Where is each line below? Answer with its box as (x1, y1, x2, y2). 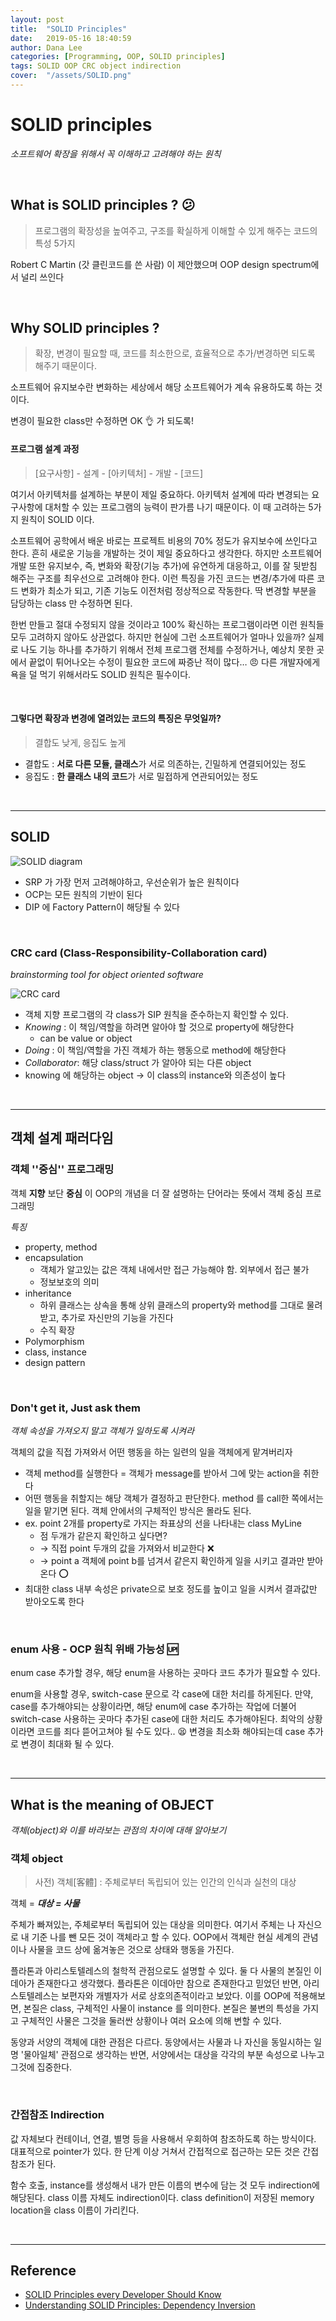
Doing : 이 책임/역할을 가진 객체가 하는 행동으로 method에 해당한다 (24, 1044, 287, 1056)
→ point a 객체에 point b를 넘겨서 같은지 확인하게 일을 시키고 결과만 (39, 1554, 305, 1566)
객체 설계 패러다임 (10, 1130, 114, 1147)
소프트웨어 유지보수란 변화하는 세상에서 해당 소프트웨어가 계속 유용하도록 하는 (10, 381, 313, 393)
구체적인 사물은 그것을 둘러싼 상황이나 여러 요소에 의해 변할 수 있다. (20, 2015, 282, 2027)
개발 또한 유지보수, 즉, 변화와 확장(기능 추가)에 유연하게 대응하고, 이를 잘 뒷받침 (10, 559, 318, 571)
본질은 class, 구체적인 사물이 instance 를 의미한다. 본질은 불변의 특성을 (23, 2002, 301, 2015)
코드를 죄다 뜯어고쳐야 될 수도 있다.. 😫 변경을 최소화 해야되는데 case (36, 1726, 306, 1738)
